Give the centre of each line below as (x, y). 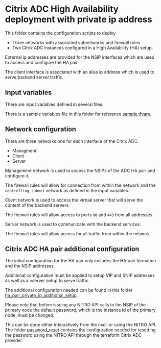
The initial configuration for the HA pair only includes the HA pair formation (80, 261)
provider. (14, 340)
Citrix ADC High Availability (62, 9)
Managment (24, 150)
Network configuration (41, 129)
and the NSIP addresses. (30, 266)
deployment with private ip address (79, 19)
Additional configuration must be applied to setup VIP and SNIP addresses (80, 275)
